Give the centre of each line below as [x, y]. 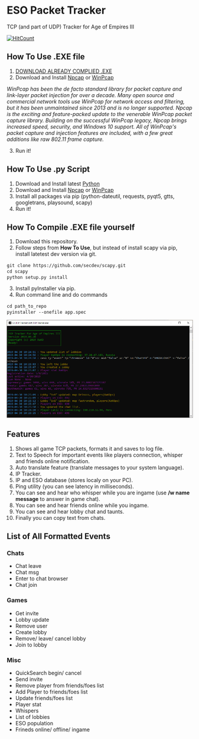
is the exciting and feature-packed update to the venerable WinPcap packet [99, 114]
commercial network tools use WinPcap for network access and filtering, [96, 101]
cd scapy [17, 272]
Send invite [29, 679]
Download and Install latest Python [57, 184]
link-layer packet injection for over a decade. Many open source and [90, 95]
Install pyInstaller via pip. [45, 288]
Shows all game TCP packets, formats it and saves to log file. [89, 448]
